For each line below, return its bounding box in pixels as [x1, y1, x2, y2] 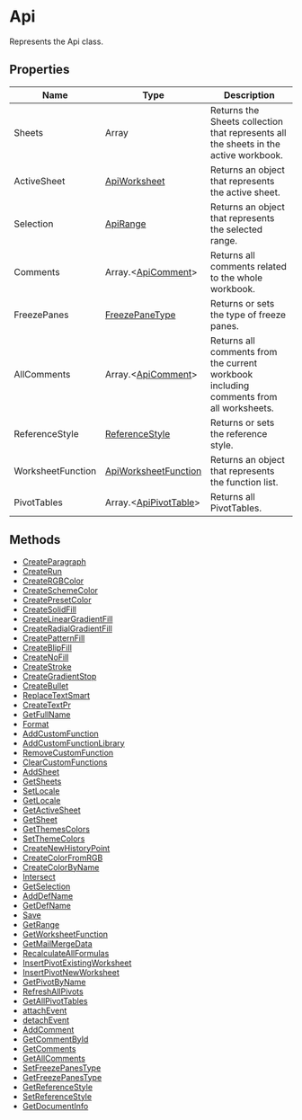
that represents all [209, 126, 287, 138]
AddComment [22, 1024, 75, 1035]
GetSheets [22, 776, 62, 787]
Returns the [209, 103, 260, 116]
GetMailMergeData [22, 938, 93, 949]
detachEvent [22, 1014, 70, 1026]
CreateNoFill [22, 652, 69, 662]
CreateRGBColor [22, 575, 84, 586]
